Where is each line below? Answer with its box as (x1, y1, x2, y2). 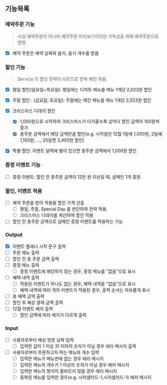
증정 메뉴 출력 (12, 262, 39, 268)
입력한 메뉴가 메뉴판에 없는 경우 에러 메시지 (19, 356, 104, 362)
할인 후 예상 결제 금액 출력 (12, 300, 63, 306)
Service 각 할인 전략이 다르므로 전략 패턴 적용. (17, 76, 108, 82)
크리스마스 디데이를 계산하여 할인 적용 (19, 212, 94, 218)
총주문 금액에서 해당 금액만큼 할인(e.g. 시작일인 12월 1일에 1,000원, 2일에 (19, 131, 163, 137)
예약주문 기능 (5, 21, 35, 28)
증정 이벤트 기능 (5, 162, 41, 169)
